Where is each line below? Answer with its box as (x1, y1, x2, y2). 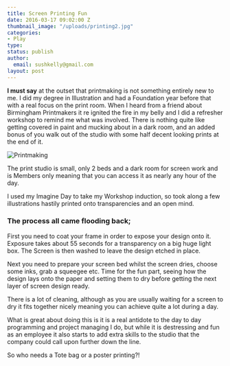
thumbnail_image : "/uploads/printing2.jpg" (7, 23, 134, 30)
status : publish (7, 49, 54, 56)
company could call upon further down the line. (7, 337, 141, 345)
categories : (7, 29, 41, 36)
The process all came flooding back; (7, 216, 131, 226)
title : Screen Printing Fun (7, 10, 88, 17)
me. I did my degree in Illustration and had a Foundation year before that (7, 93, 211, 102)
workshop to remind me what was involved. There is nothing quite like (7, 115, 205, 124)
